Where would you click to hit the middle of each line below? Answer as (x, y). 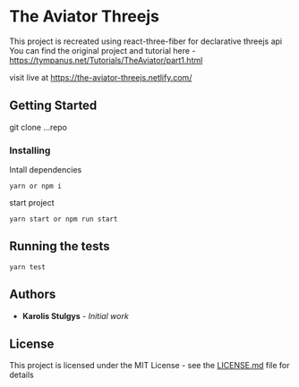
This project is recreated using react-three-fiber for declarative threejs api (146, 41)
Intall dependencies (46, 170)
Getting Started (53, 106)
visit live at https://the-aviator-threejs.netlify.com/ (101, 77)
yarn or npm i (36, 186)
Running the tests (60, 246)
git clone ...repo (38, 127)
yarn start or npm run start (64, 219)
